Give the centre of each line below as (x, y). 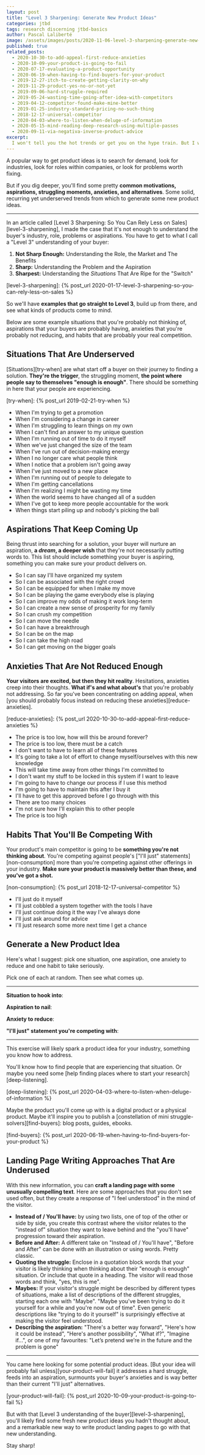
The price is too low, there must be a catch (69, 744)
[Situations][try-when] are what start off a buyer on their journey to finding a (102, 369)
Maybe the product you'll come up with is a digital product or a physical (96, 1110)
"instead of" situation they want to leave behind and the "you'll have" (102, 1230)
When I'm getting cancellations (54, 484)
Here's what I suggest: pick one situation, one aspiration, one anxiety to (96, 959)
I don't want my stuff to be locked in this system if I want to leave (97, 776)
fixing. (14, 173)
